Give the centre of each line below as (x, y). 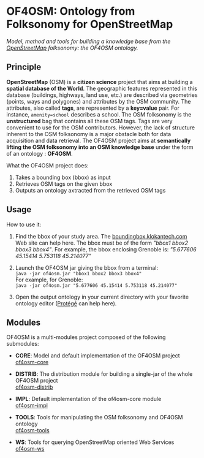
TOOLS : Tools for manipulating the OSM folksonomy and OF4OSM (99, 418)
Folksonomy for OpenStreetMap (90, 24)
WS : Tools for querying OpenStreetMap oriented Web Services (95, 442)
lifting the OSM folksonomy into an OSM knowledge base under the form (100, 147)
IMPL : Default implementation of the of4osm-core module (88, 399)
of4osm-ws (30, 449)
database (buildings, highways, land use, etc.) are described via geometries (102, 95)
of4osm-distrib (34, 387)
